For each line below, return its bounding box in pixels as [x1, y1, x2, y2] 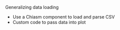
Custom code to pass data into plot [12, 19, 86, 25]
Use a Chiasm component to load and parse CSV [12, 14, 115, 19]
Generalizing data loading [5, 4, 59, 10]
